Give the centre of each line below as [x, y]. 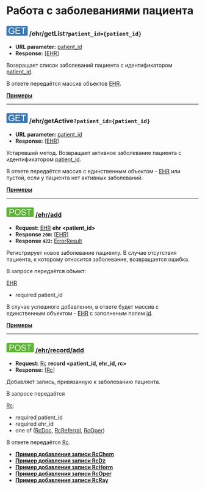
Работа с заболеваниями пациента [100, 11]
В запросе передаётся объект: [46, 271]
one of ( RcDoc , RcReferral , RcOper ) [60, 431]
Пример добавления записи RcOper [63, 474]
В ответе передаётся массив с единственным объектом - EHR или [94, 171]
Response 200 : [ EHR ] [42, 235]
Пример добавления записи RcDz [60, 461]
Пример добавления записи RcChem [64, 454]
